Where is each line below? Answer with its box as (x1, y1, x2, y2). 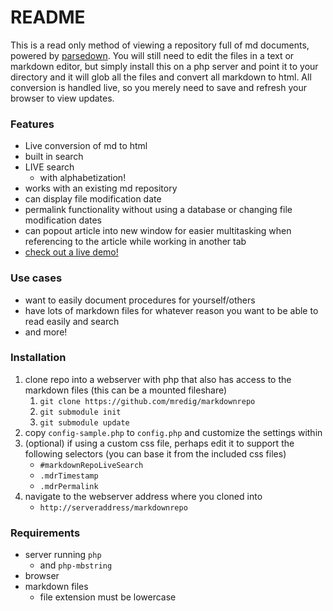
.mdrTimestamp (39, 471, 99, 481)
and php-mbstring (39, 559, 113, 571)
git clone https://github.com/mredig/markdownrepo (39, 396, 256, 406)
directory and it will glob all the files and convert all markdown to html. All (10, 71, 312, 83)
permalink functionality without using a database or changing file (24, 204, 293, 216)
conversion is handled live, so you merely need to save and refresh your (10, 81, 307, 93)
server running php (24, 549, 102, 561)
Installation (10, 351, 67, 365)
